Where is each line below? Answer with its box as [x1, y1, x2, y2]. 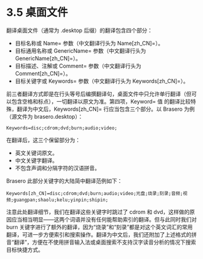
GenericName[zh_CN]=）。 [14, 54, 82, 62]
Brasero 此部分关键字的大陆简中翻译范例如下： [6, 177, 123, 185]
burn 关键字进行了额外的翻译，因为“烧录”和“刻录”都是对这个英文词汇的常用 [6, 223, 193, 231]
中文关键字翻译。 [14, 157, 58, 164]
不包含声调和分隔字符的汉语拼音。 [14, 164, 100, 171]
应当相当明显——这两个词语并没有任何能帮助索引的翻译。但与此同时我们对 [11, 215, 197, 223]
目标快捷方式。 [6, 246, 43, 253]
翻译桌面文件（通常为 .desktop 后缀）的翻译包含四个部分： [6, 27, 153, 34]
